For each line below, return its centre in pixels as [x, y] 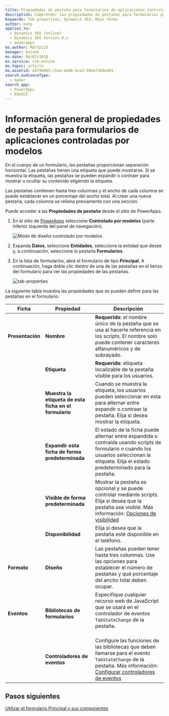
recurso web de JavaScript [127, 601]
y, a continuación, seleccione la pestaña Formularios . [68, 251]
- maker [18, 80]
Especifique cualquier [121, 595]
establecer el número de [124, 568]
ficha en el [58, 406]
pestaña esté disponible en [127, 534]
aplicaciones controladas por [67, 140]
